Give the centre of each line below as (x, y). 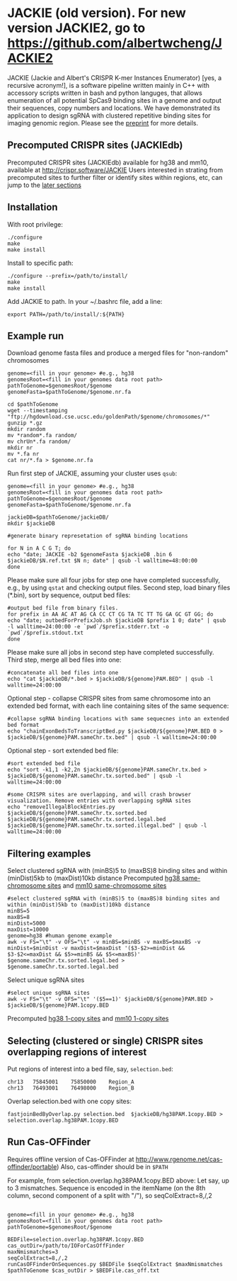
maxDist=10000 (28, 930)
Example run (36, 335)
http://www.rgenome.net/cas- (179, 1159)
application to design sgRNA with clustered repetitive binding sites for (109, 115)
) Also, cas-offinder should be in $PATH (112, 1166)
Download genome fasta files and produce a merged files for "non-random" (118, 353)
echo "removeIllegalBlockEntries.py (61, 807)
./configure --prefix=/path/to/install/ (68, 276)
